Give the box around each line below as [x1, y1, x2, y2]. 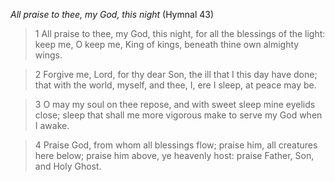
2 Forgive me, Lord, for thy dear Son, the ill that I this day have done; [34, 69, 318, 80]
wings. [34, 49, 63, 61]
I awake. [34, 120, 70, 131]
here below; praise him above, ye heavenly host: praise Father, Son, [34, 150, 315, 161]
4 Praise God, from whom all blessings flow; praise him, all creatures [34, 139, 318, 151]
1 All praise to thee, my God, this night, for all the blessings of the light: [34, 28, 326, 39]
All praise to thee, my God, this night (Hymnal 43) [10, 9, 215, 20]
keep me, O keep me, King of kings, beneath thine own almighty [34, 39, 300, 50]
